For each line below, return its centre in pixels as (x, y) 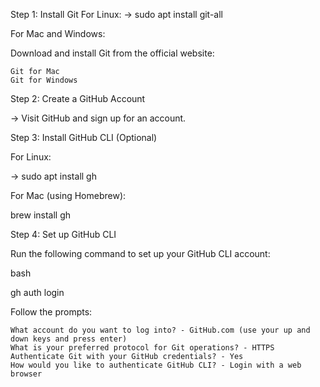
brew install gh (41, 215)
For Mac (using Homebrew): (68, 195)
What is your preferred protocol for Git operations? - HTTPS (142, 348)
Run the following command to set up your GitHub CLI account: (140, 253)
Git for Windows (44, 80)
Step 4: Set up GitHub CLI (63, 234)
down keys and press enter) (69, 339)
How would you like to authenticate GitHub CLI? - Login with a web (156, 365)
